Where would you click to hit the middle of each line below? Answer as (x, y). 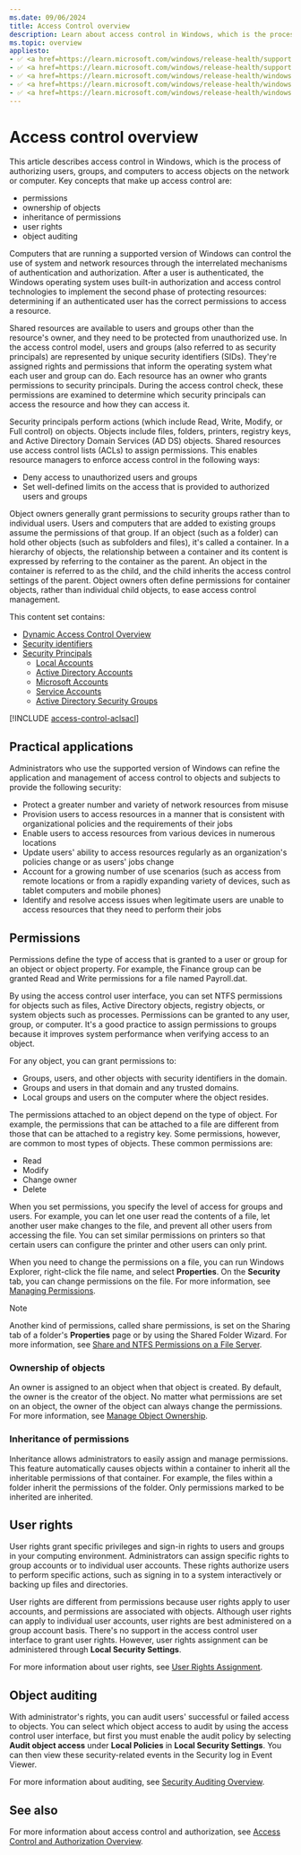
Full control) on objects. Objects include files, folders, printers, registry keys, (150, 431)
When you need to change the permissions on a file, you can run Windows (147, 1262)
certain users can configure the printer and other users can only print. (138, 1245)
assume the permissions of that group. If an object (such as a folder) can (144, 533)
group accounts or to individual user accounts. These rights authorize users (149, 1565)
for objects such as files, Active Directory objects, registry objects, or (138, 1006)
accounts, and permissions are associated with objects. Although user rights (150, 1612)
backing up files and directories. (69, 1585)
